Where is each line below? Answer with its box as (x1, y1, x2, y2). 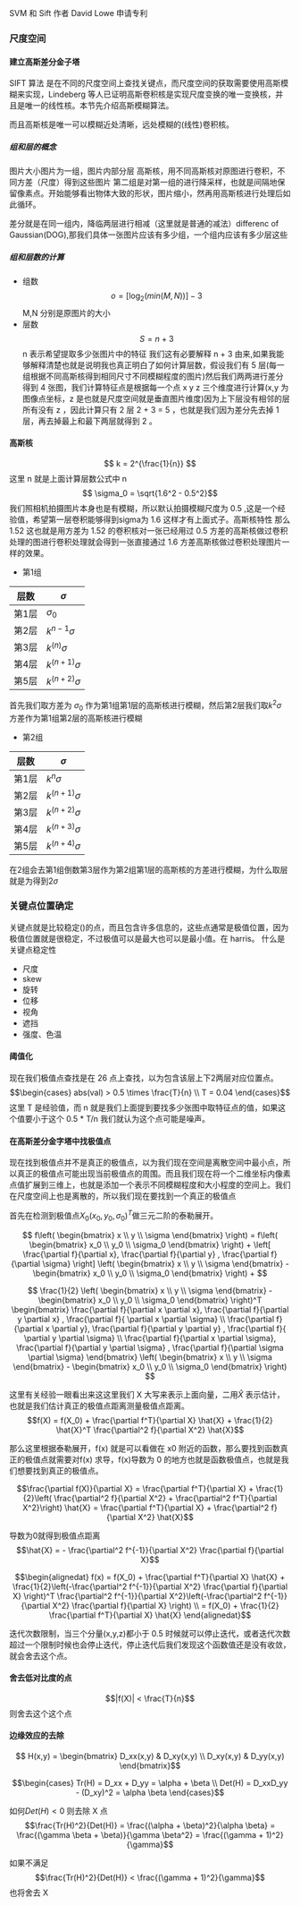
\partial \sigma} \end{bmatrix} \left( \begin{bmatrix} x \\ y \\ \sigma (28, 1351, 272, 1363)
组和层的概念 (9, 141, 56, 152)
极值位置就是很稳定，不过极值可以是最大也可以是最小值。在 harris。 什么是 (9, 933, 286, 944)
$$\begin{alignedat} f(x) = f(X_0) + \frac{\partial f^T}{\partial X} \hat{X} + (14, 1571, 286, 1582)
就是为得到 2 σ (9, 876, 59, 886)
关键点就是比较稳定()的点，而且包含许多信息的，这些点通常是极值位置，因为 (9, 921, 289, 933)
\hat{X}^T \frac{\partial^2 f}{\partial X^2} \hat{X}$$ (55, 1424, 245, 1435)
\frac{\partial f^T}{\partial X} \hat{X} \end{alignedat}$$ (48, 1610, 252, 1620)
